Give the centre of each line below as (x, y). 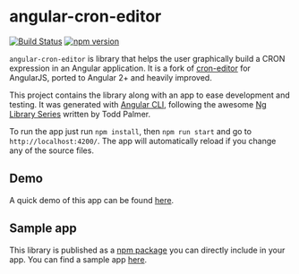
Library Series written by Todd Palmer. (80, 114)
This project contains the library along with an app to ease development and (150, 95)
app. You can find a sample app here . (78, 259)
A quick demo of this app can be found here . (92, 200)
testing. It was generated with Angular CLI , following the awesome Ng (138, 104)
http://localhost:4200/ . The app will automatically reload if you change (143, 141)
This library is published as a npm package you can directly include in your (147, 250)
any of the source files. (51, 150)
